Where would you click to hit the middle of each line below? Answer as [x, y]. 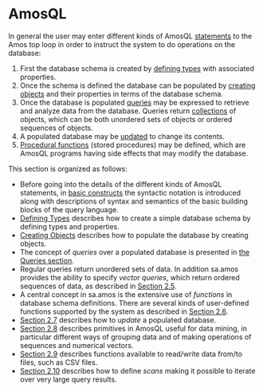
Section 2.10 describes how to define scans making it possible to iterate [137, 370]
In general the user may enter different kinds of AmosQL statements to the [130, 36]
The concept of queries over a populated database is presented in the [134, 251]
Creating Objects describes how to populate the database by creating [134, 235]
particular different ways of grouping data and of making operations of [135, 337]
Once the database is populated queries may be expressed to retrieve [134, 102]
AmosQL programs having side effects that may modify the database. [134, 153]
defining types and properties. [69, 226]
